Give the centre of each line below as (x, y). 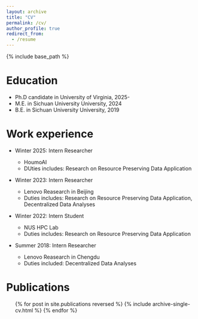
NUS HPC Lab (41, 227)
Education (32, 81)
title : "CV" (21, 17)
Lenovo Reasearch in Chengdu (62, 257)
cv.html (24, 310)
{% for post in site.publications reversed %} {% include (83, 304)
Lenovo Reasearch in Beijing (59, 191)
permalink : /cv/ (26, 23)
